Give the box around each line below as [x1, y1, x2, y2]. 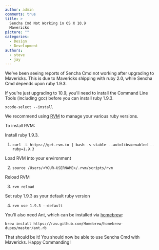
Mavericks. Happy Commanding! [5, 239, 71, 245]
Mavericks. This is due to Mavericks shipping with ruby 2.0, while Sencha [5, 76, 153, 81]
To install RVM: [5, 123, 35, 129]
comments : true [5, 12, 36, 17]
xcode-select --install [5, 105, 54, 110]
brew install [5, 221, 32, 227]
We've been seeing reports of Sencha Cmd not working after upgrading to [5, 70, 155, 76]
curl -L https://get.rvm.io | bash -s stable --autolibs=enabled [12, 142, 148, 148]
